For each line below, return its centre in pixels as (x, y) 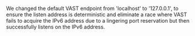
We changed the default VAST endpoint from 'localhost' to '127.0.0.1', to (93, 8)
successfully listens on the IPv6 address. (56, 27)
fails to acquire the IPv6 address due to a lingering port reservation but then (98, 21)
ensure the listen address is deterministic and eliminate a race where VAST (97, 15)
